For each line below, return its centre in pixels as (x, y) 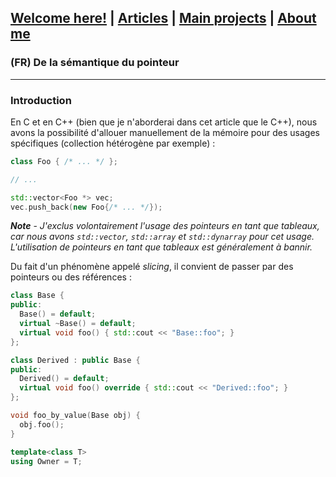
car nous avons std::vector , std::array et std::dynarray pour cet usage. (162, 237)
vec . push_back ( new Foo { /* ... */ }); (86, 207)
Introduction (41, 100)
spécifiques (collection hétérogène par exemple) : (113, 143)
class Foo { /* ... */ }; (64, 161)
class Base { (37, 296)
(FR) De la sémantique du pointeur (95, 63)
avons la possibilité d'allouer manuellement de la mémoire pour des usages (165, 132)
